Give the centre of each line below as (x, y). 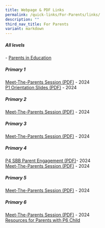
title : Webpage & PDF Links (35, 10)
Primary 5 (16, 177)
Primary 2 (16, 99)
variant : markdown (24, 29)
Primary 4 (16, 148)
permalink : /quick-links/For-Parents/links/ (53, 15)
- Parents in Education (28, 58)
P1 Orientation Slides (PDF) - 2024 (41, 88)
